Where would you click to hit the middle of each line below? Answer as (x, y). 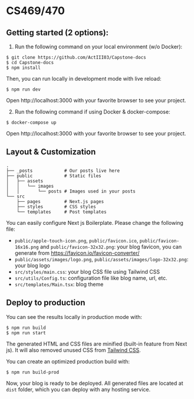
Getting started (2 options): (57, 33)
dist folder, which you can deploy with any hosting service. (78, 389)
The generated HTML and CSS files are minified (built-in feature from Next (97, 344)
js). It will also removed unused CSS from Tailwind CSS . (74, 350)
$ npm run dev (24, 89)
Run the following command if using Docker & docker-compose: (92, 112)
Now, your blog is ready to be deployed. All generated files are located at (95, 383)
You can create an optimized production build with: (68, 361)
